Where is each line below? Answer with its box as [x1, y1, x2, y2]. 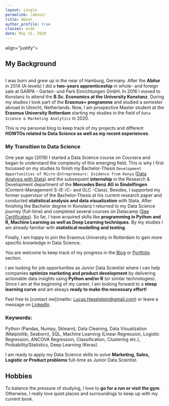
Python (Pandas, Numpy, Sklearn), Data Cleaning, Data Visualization [5, 325, 147, 332]
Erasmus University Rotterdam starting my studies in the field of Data [5, 109, 151, 116]
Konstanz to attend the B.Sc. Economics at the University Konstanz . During [5, 93, 164, 99]
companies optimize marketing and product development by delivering [5, 270, 155, 276]
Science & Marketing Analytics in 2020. [5, 115, 89, 121]
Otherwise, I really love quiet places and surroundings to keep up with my [5, 391, 158, 397]
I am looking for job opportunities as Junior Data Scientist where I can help [5, 265, 160, 271]
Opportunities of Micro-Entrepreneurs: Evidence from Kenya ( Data [5, 171, 147, 177]
